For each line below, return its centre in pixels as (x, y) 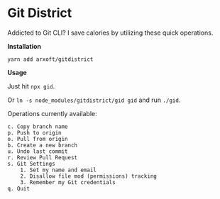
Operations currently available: (52, 113)
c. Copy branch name (38, 126)
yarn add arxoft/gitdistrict (50, 59)
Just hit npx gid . (31, 86)
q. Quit (19, 188)
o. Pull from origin (38, 139)
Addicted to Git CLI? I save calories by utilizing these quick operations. (110, 33)
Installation (24, 46)
